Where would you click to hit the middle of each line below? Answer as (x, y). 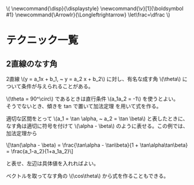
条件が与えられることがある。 (58, 86)
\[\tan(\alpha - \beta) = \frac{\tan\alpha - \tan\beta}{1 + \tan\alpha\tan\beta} (97, 145)
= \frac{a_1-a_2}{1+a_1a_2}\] (40, 151)
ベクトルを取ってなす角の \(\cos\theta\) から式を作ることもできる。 (88, 176)
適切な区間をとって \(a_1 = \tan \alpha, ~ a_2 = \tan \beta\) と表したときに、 (97, 119)
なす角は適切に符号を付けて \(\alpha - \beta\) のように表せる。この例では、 (97, 126)
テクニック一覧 (42, 40)
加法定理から (21, 133)
